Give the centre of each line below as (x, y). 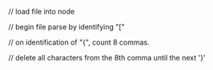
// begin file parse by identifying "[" (67, 27)
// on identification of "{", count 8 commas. (79, 42)
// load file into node (42, 12)
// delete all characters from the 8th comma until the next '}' (107, 58)
